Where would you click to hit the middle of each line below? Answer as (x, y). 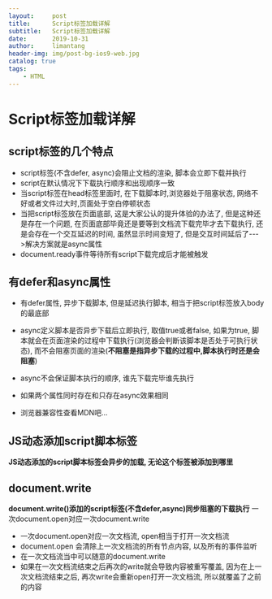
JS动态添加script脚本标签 (73, 441)
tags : (17, 69)
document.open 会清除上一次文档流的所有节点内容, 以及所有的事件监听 (138, 546)
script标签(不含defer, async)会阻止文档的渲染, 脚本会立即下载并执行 (133, 172)
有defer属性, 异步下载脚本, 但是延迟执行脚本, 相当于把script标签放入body (142, 303)
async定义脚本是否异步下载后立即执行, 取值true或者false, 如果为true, (135, 331)
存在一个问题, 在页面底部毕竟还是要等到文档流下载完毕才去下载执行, (140, 224)
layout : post (38, 16)
